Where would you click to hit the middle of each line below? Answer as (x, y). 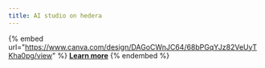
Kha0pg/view (31, 55)
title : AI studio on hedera (55, 16)
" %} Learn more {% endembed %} (111, 55)
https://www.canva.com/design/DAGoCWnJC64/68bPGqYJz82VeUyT (141, 47)
